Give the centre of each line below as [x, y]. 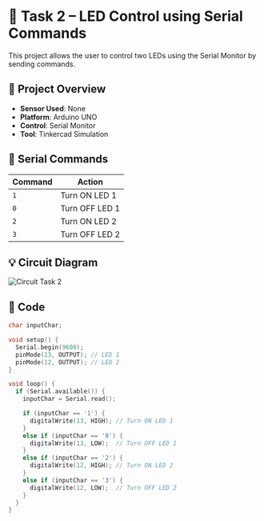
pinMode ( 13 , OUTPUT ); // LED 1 [68, 355]
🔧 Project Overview [57, 89]
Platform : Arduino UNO [58, 117]
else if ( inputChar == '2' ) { [73, 458]
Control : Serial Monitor [58, 125]
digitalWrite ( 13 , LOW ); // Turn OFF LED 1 [103, 443]
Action [90, 182]
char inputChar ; [35, 326]
